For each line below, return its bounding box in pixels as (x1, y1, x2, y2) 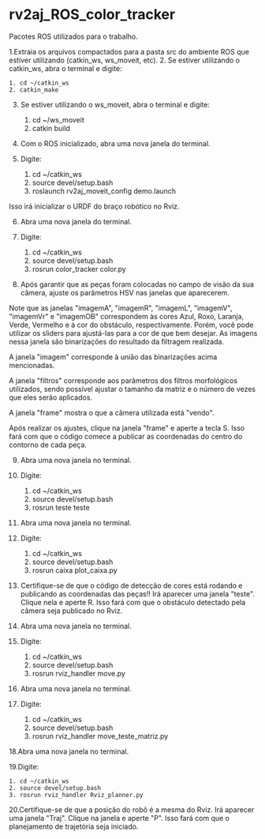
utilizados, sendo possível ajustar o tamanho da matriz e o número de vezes (9, 384, 256, 393)
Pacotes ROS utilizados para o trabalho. (9, 32, 139, 41)
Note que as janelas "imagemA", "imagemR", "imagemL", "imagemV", (9, 303, 233, 313)
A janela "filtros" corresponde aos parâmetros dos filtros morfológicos (9, 375, 238, 385)
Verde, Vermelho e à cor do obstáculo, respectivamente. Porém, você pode (9, 320, 254, 329)
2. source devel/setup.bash (9, 784, 102, 792)
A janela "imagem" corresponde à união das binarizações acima (9, 352, 218, 361)
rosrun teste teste (32, 502, 90, 512)
